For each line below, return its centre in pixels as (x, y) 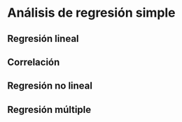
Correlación (34, 62)
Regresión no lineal (50, 86)
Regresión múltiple (49, 109)
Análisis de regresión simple (92, 13)
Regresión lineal (43, 39)
